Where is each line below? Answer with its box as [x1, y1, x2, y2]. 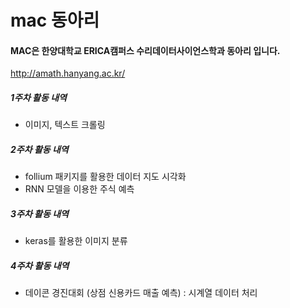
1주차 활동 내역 [10, 91, 67, 103]
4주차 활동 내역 [10, 259, 70, 271]
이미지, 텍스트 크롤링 [24, 119, 106, 131]
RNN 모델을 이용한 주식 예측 [24, 183, 135, 195]
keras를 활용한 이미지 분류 [24, 235, 128, 247]
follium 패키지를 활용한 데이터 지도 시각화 [24, 171, 187, 183]
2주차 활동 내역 [10, 143, 69, 155]
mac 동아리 [10, 9, 100, 32]
